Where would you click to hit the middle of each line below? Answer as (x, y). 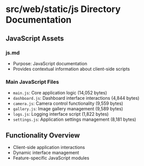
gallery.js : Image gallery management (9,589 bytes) (68, 109)
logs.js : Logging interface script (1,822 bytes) (61, 114)
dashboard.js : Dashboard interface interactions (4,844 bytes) (76, 98)
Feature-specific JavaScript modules (51, 158)
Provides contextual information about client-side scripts (71, 69)
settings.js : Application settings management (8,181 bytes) (74, 119)
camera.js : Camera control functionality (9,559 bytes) (68, 103)
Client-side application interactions (49, 147)
